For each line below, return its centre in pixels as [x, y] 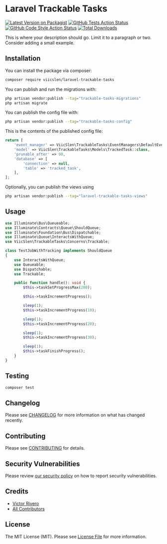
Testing [17, 376]
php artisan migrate [27, 103]
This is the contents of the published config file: [54, 131]
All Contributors [28, 509]
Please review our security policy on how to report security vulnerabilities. [81, 476]
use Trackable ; [30, 274]
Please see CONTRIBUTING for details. [45, 448]
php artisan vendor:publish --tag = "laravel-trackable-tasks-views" [77, 196]
